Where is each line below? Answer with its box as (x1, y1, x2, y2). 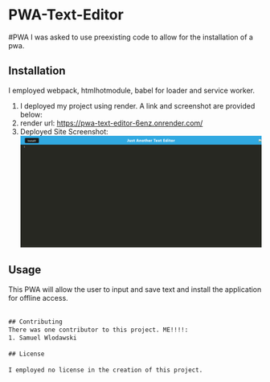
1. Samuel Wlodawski (8, 334, 78, 342)
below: (19, 109, 43, 119)
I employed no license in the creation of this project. (8, 366, 203, 374)
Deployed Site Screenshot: (19, 126, 108, 136)
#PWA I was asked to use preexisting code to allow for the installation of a (8, 32, 253, 42)
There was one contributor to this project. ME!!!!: (8, 326, 189, 334)
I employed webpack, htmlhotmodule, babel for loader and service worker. (8, 85, 256, 95)
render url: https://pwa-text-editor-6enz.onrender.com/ (19, 118, 203, 128)
